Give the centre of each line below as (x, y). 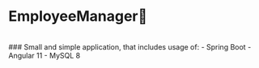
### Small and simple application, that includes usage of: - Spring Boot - (130, 46)
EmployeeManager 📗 (78, 16)
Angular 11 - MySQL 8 (45, 55)
